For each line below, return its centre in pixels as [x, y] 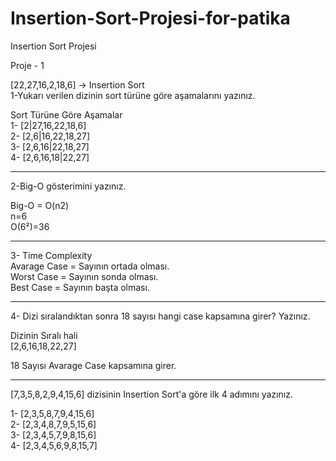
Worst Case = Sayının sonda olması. [84, 276]
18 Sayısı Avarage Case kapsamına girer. [93, 365]
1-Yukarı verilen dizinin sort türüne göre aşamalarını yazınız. [133, 95]
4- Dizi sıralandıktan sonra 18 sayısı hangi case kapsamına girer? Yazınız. [160, 316]
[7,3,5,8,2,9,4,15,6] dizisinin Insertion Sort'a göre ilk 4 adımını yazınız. [152, 394]
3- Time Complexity [51, 255]
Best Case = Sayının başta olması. [80, 287]
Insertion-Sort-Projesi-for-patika [150, 18]
